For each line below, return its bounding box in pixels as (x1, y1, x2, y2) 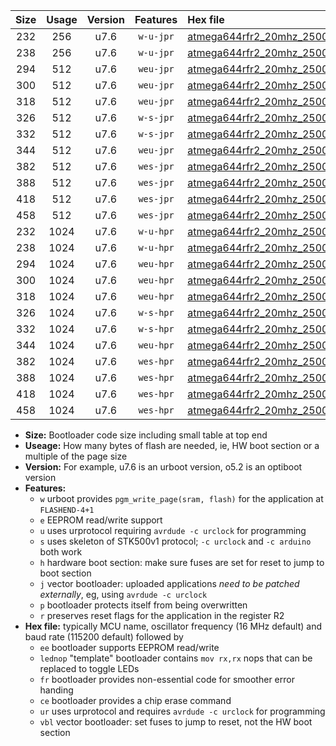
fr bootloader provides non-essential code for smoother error (39, 674, 295, 685)
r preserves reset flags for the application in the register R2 (39, 610, 285, 621)
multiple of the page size (24, 450, 128, 462)
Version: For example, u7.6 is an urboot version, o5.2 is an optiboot (24, 461, 303, 473)
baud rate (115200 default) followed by (24, 631, 184, 643)
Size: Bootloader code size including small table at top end (24, 429, 268, 441)
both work (39, 546, 83, 558)
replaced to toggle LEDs (39, 663, 140, 674)
